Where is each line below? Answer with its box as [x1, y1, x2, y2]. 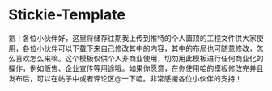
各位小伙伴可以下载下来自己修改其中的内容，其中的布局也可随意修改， [22, 43, 257, 53]
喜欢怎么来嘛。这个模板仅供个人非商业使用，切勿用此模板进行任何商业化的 [15, 53, 264, 63]
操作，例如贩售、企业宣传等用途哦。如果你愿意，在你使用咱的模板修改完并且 [8, 63, 264, 73]
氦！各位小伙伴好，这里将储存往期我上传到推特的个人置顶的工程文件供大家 [8, 33, 257, 43]
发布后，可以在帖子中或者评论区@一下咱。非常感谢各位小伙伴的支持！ [8, 73, 243, 83]
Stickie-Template [8, 6, 125, 24]
